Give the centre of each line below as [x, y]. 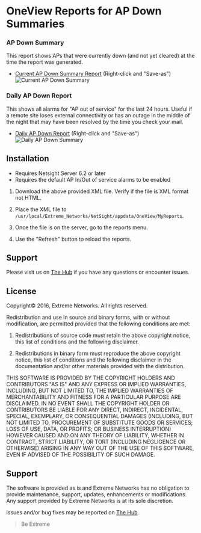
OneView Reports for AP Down [84, 11]
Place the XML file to [41, 209]
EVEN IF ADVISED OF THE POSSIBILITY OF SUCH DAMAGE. [81, 455]
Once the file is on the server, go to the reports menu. [82, 227]
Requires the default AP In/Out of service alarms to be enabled [93, 179]
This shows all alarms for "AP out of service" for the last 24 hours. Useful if [99, 109]
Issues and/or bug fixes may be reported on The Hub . [73, 513]
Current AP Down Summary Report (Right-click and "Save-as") [93, 74]
